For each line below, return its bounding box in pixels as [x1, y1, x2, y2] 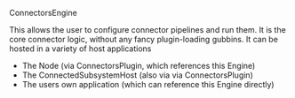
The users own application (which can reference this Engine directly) [21, 79, 275, 89]
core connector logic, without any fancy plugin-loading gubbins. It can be [9, 34, 278, 44]
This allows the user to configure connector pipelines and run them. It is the [9, 25, 286, 34]
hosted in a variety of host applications [9, 43, 152, 54]
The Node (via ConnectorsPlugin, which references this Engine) [21, 61, 256, 71]
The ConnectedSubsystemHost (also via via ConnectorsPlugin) [21, 70, 253, 80]
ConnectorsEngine [9, 8, 77, 18]
